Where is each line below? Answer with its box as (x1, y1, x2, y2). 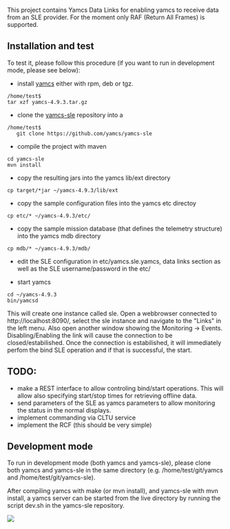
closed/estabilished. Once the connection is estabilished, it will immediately (7, 338, 222, 346)
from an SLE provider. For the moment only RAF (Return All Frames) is (7, 13, 205, 21)
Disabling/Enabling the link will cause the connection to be (7, 331, 173, 340)
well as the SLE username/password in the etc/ (17, 264, 151, 273)
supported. (7, 21, 39, 28)
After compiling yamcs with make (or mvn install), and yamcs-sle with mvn (7, 487, 219, 495)
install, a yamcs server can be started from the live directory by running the (7, 494, 221, 502)
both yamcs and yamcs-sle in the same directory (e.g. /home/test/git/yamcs (7, 466, 224, 475)
